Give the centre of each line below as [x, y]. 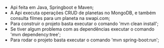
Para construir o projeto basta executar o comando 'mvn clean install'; [84, 23]
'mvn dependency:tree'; [35, 34]
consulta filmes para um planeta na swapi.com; [60, 18]
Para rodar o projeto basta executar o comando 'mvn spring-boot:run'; [85, 40]
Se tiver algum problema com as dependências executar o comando [82, 29]
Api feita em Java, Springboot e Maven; [52, 7]
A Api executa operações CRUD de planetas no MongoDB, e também [83, 13]
